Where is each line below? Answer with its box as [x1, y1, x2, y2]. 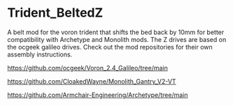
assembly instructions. [7, 50, 73, 59]
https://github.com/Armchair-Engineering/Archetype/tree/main [7, 91, 188, 99]
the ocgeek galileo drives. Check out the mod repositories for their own [7, 43, 213, 51]
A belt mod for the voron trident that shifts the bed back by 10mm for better [7, 28, 225, 36]
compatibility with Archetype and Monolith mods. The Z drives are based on [7, 35, 227, 43]
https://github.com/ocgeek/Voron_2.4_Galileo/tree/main [7, 63, 168, 72]
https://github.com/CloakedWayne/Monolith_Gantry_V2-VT [7, 77, 176, 85]
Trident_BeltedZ [7, 5, 104, 21]
